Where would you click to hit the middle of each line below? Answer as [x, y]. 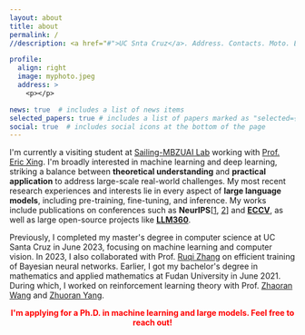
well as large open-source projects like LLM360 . [100, 220]
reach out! [152, 322]
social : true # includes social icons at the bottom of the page [138, 127]
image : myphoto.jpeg [56, 77]
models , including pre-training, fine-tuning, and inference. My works [138, 201]
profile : [26, 60]
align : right [42, 68]
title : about [34, 26]
